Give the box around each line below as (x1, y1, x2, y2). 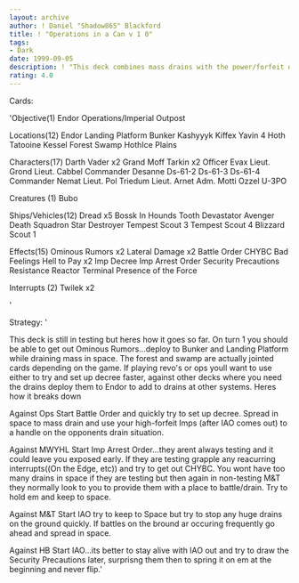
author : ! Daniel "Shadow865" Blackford (9, 21, 162, 30)
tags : (9, 37, 29, 47)
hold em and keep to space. (9, 491, 111, 502)
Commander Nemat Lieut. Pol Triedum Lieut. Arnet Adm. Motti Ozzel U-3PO (9, 175, 287, 186)
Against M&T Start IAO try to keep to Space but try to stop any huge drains (9, 508, 283, 519)
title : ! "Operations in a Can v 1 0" (9, 29, 153, 38)
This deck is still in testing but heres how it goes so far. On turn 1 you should (9, 334, 288, 344)
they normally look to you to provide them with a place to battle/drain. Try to (9, 482, 288, 492)
